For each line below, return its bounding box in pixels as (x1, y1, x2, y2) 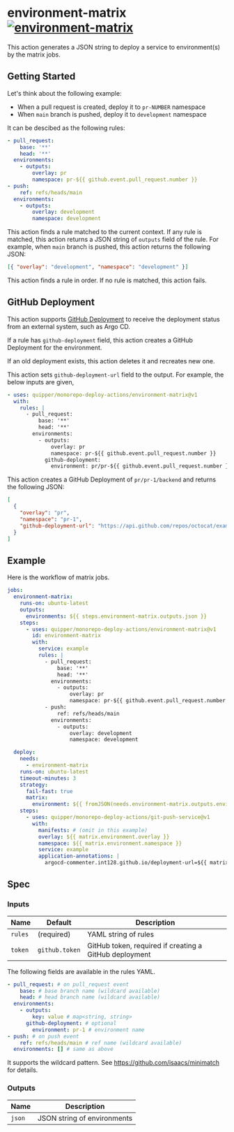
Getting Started (7, 71, 76, 82)
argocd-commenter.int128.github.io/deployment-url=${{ (44, 859, 208, 866)
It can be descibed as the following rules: (7, 124, 125, 132)
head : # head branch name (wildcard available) (19, 994, 160, 1001)
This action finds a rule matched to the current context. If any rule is (7, 228, 202, 236)
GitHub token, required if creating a (86, 941, 203, 950)
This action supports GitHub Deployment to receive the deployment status (7, 314, 221, 323)
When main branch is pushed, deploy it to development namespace (17, 110, 207, 118)
